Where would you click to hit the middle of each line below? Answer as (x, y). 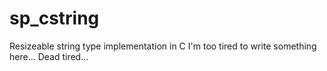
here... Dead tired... (49, 56)
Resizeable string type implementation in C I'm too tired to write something (163, 46)
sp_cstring (54, 18)
